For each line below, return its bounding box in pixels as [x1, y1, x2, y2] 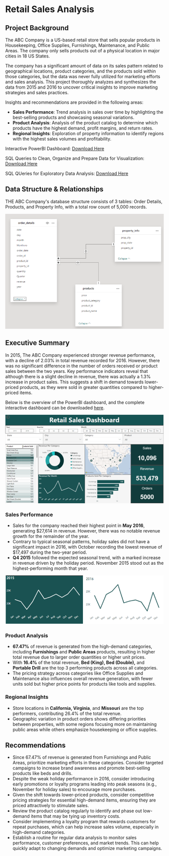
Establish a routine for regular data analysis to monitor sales [12, 835, 137, 841]
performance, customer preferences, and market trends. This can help [12, 840, 159, 846]
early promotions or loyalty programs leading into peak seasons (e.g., [12, 781, 157, 787]
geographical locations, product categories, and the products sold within [5, 68, 156, 74]
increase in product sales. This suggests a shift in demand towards [5, 379, 144, 385]
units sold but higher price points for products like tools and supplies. [12, 681, 156, 687]
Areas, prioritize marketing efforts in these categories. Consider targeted [12, 760, 163, 766]
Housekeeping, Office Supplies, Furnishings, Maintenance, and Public [5, 42, 150, 48]
